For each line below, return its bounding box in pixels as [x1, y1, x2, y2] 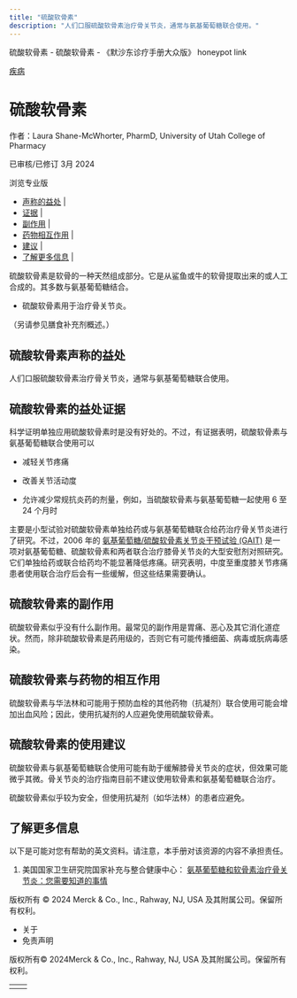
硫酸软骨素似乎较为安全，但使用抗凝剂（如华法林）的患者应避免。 [9, 792, 249, 802]
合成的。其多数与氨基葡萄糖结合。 [9, 282, 133, 292]
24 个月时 [21, 506, 58, 516]
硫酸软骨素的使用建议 [9, 737, 126, 753]
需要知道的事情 [52, 876, 108, 886]
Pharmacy [9, 141, 47, 151]
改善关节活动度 [21, 476, 77, 486]
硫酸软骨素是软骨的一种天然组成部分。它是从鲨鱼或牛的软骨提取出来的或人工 [9, 271, 288, 282]
